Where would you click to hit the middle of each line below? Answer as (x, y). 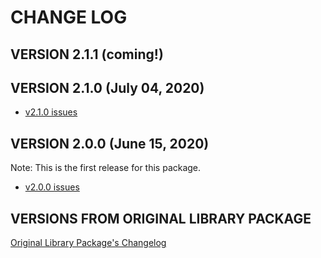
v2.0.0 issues (52, 187)
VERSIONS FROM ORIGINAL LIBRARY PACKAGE (161, 218)
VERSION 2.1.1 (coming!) (87, 54)
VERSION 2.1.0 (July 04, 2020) (107, 87)
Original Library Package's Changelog (88, 243)
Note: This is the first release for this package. (106, 168)
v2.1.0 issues (51, 112)
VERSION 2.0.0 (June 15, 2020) (110, 143)
